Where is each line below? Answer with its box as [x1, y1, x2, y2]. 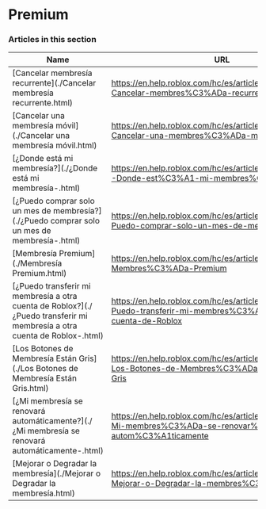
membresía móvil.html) [12, 140, 97, 151]
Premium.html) [12, 268, 67, 279]
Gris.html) [12, 383, 49, 394]
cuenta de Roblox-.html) [12, 331, 104, 342]
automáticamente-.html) [12, 446, 104, 457]
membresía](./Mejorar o [12, 468, 101, 479]
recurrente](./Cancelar [12, 78, 97, 89]
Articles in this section [8, 34, 97, 45]
